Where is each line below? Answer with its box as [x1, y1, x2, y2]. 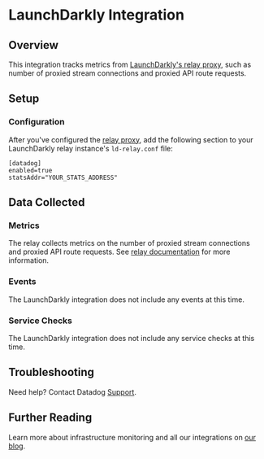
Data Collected [8, 195, 85, 209]
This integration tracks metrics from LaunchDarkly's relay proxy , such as [8, 59, 252, 69]
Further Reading [8, 411, 93, 425]
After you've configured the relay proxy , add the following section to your [8, 134, 253, 144]
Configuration [8, 116, 65, 128]
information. [8, 256, 50, 265]
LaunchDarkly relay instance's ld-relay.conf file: [8, 143, 173, 153]
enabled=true [8, 166, 53, 174]
